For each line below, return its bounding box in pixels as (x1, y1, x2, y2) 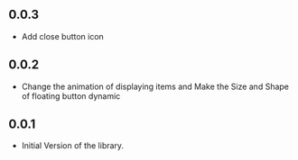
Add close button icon (21, 31, 105, 41)
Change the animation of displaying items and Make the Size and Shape (21, 81, 290, 92)
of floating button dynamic (21, 90, 121, 102)
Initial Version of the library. (21, 140, 124, 151)
